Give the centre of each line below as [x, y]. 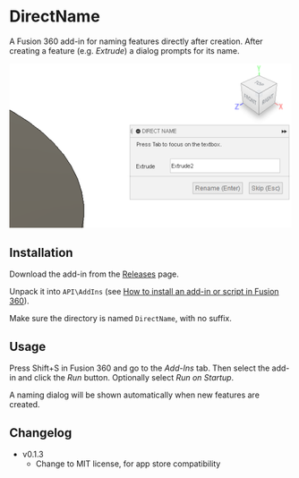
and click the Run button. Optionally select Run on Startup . [126, 378]
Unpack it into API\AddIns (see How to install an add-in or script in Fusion [144, 292]
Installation [41, 252]
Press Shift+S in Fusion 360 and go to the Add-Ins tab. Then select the [140, 368]
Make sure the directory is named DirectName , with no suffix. [121, 319]
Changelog [41, 433]
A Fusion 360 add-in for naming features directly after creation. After [136, 41]
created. [25, 405]
